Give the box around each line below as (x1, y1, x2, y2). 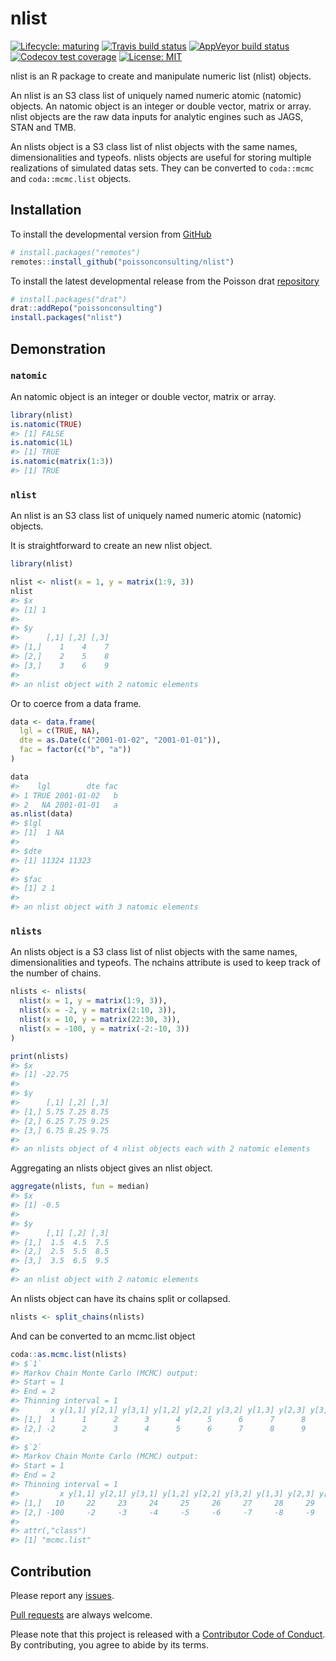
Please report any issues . (10, 1589, 115, 1601)
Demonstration (10, 340, 107, 357)
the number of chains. (10, 967, 102, 979)
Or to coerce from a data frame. (10, 697, 142, 709)
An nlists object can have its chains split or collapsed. (10, 1292, 231, 1304)
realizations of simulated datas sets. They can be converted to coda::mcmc (10, 162, 315, 174)
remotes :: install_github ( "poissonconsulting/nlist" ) (10, 257, 235, 267)
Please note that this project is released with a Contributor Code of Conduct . (10, 1628, 326, 1640)
